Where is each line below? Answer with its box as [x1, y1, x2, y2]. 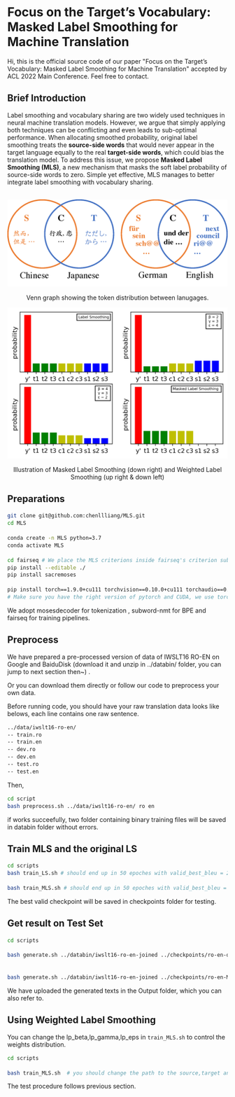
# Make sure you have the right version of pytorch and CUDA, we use [7, 594, 215, 601]
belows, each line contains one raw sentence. [7, 709, 139, 718]
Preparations [7, 493, 65, 505]
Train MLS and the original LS [7, 843, 138, 855]
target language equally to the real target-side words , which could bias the [7, 148, 225, 156]
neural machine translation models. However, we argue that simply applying [7, 118, 226, 127]
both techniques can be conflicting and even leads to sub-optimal [7, 125, 197, 134]
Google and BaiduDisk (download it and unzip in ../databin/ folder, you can [7, 659, 222, 669]
